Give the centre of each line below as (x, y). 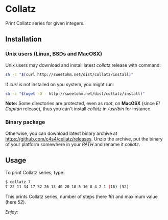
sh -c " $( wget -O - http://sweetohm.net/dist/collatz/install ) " (75, 94)
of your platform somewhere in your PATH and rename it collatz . (73, 144)
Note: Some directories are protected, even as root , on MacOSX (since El (82, 104)
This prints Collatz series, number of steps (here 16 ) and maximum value (82, 197)
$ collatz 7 (18, 182)
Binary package (25, 122)
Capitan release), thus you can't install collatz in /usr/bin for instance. (79, 109)
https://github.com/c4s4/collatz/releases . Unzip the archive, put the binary (84, 138)
